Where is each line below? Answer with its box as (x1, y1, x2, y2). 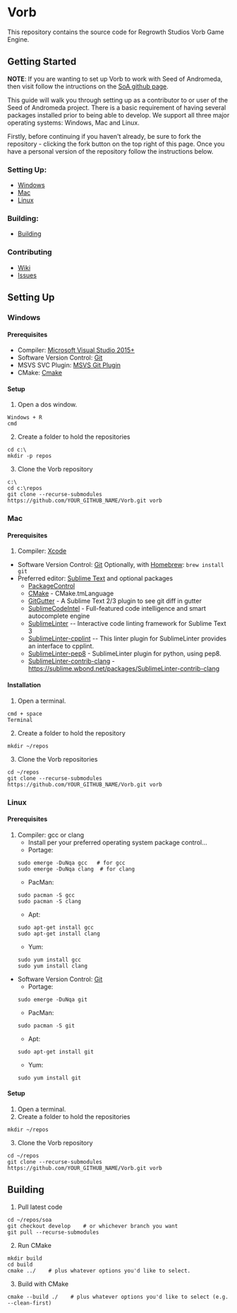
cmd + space (7, 710, 42, 717)
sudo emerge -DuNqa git (17, 996, 88, 1003)
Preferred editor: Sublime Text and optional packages (17, 574, 174, 583)
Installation (7, 681, 41, 689)
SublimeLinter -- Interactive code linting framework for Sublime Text (28, 619, 226, 628)
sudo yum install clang (17, 962, 88, 970)
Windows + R (7, 414, 42, 421)
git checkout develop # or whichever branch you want (7, 1222, 178, 1229)
